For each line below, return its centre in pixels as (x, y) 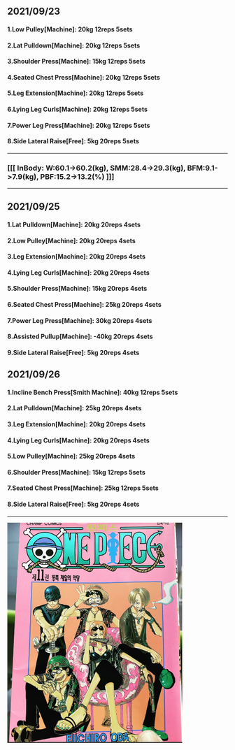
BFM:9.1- (202, 168)
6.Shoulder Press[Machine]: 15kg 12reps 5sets (76, 472)
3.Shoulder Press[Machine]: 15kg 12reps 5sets (76, 62)
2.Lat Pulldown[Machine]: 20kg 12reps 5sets (74, 45)
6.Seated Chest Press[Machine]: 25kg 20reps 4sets (85, 304)
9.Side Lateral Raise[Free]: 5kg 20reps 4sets (73, 352)
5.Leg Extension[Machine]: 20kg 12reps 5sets (76, 93)
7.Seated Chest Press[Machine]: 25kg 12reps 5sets (83, 488)
